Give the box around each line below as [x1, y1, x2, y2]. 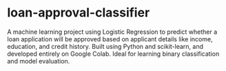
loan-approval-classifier [7, 5, 150, 21]
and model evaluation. [7, 57, 70, 65]
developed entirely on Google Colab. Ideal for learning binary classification [7, 50, 220, 58]
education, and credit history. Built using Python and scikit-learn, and [7, 42, 204, 50]
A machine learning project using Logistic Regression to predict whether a [7, 28, 218, 36]
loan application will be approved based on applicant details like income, [7, 34, 213, 43]
